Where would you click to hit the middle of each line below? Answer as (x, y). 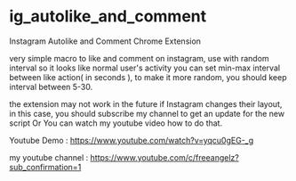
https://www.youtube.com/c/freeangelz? (165, 157)
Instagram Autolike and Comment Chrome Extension (105, 41)
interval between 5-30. (51, 86)
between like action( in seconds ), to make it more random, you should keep (148, 77)
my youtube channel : (49, 157)
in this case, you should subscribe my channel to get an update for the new (147, 113)
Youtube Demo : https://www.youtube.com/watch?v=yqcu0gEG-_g (132, 140)
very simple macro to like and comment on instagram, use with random (139, 58)
